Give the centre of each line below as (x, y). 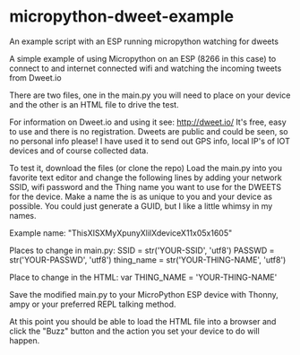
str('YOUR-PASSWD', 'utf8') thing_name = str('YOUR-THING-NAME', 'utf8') (148, 260)
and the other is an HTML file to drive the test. (94, 104)
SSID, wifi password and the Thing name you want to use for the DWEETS (146, 186)
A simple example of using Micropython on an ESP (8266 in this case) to (143, 58)
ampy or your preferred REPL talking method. (93, 304)
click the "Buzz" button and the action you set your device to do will (134, 331)
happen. (25, 340)
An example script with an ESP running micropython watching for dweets (144, 41)
